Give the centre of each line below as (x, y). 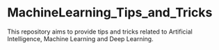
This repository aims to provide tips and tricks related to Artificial (100, 32)
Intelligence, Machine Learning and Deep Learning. (81, 38)
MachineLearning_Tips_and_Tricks (110, 13)
